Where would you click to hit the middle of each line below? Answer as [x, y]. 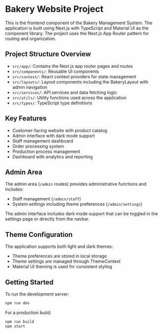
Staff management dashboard [42, 141]
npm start [15, 326]
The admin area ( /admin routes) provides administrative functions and [76, 184]
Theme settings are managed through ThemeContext [66, 261]
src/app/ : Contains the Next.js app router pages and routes [73, 66]
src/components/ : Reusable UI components [56, 71]
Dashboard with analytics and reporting [52, 156]
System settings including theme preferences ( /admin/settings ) [77, 204]
